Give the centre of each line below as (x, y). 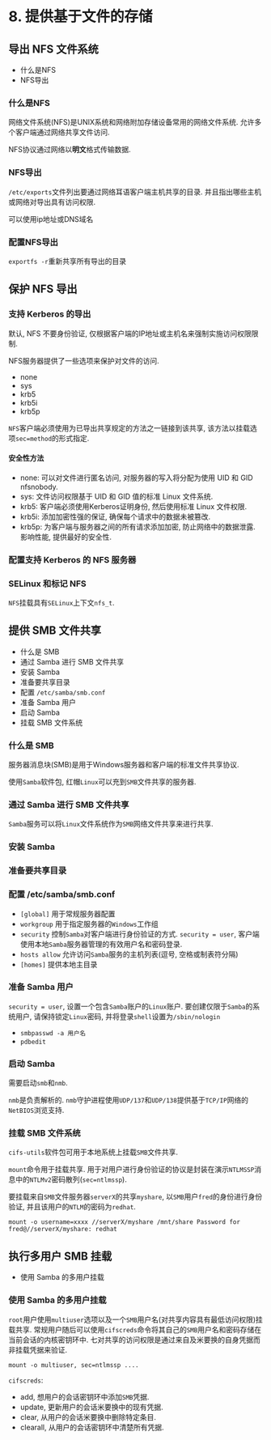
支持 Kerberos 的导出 (50, 314)
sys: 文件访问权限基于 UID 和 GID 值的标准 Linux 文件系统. (116, 496)
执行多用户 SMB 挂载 (60, 1256)
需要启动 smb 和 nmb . (38, 1083)
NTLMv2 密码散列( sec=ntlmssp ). (78, 1179)
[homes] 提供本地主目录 (59, 964)
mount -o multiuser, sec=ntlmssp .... (74, 1365)
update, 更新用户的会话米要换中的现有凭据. (91, 1407)
